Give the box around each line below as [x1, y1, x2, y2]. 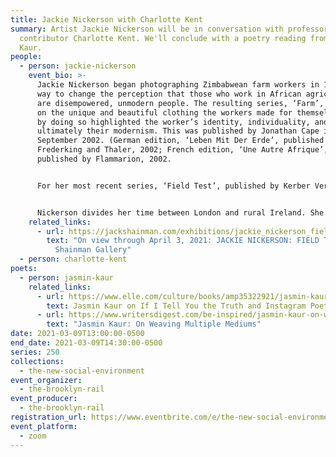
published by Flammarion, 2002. [36, 154, 172, 164]
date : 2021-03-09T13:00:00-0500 [10, 329, 145, 339]
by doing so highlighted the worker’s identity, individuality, [36, 117, 311, 127]
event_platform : [10, 421, 78, 431]
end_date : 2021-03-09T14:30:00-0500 [10, 338, 163, 348]
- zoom [19, 431, 47, 441]
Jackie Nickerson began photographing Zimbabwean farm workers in [36, 80, 320, 90]
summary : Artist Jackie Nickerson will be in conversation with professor [10, 24, 329, 34]
